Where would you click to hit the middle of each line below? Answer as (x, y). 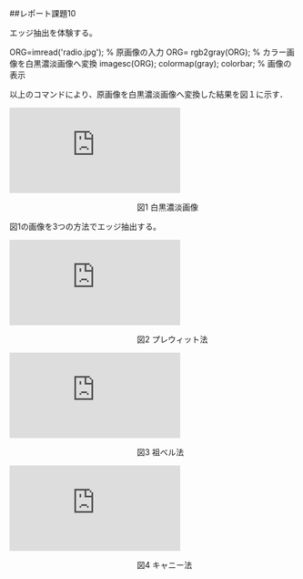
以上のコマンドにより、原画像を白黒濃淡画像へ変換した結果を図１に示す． (149, 94)
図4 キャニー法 (164, 565)
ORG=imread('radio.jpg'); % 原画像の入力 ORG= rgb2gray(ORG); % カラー (148, 52)
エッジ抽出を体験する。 (53, 33)
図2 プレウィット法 (172, 339)
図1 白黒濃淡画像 (167, 207)
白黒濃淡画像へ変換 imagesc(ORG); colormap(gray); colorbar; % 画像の (158, 63)
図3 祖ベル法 (160, 452)
